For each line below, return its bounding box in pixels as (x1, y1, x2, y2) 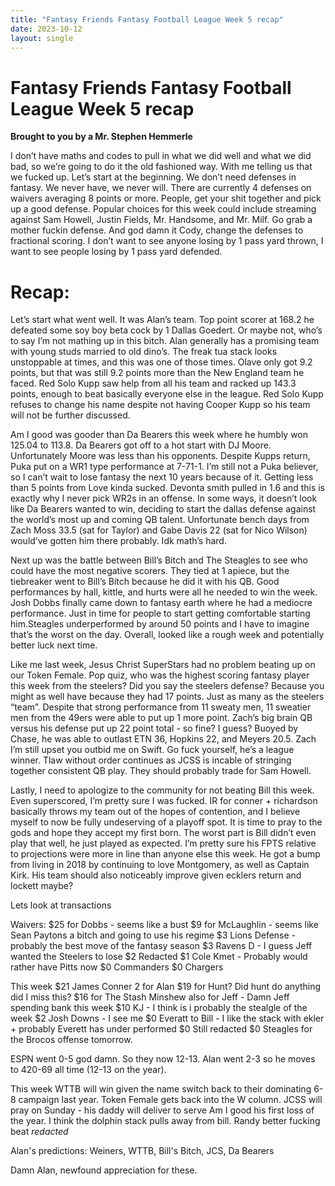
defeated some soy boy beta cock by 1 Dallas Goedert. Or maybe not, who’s (10, 324, 323, 336)
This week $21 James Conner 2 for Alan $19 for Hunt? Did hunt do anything (10, 981, 322, 993)
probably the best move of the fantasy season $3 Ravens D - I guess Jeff (10, 940, 313, 952)
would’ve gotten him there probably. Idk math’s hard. (10, 535, 227, 547)
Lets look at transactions (10, 899, 112, 911)
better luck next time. (10, 639, 98, 651)
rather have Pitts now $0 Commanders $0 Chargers (10, 961, 224, 973)
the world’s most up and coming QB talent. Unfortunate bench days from (10, 514, 310, 526)
